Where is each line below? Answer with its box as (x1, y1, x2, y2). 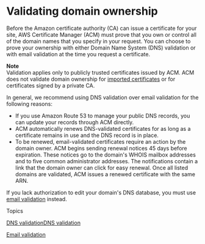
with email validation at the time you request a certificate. (6, 50, 151, 57)
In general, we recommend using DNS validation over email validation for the (6, 94, 199, 101)
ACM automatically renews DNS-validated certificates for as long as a (15, 125, 191, 132)
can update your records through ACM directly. (15, 118, 134, 126)
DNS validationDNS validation (6, 219, 81, 226)
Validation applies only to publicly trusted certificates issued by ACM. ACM (6, 68, 195, 76)
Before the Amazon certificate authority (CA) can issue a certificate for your (6, 24, 197, 32)
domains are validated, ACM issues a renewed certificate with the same (15, 170, 195, 178)
